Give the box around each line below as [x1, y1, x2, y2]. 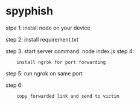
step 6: [5, 81, 24, 89]
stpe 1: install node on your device [5, 24, 91, 31]
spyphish [5, 4, 54, 18]
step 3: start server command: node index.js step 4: [5, 47, 135, 55]
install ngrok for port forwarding [16, 59, 106, 65]
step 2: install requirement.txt [5, 36, 79, 43]
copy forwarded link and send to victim [16, 93, 119, 99]
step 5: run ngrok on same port [5, 69, 83, 77]
